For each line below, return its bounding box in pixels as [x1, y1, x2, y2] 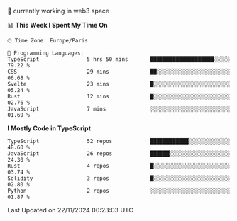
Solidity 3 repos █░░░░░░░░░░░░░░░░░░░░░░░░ [7, 175, 231, 182]
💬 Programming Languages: [7, 50, 84, 57]
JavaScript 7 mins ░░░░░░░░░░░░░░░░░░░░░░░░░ [7, 106, 231, 113]
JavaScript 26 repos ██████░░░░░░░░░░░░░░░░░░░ [7, 150, 231, 157]
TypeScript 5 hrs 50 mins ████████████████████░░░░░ [7, 56, 231, 63]
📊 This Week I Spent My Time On [7, 21, 108, 29]
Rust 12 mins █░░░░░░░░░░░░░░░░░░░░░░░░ [7, 93, 231, 100]
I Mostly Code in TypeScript [7, 124, 91, 132]
